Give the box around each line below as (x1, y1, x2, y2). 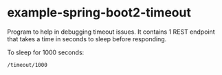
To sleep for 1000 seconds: (7, 48, 85, 56)
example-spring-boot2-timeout (7, 5, 191, 21)
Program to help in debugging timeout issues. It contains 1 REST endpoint (7, 28, 215, 36)
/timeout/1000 (7, 61, 48, 68)
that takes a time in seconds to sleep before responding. (7, 34, 167, 43)
